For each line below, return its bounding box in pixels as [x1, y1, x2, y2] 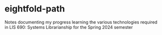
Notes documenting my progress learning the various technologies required [4, 19, 158, 25]
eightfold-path [4, 3, 65, 14]
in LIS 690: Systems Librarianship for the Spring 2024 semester [4, 24, 133, 30]
